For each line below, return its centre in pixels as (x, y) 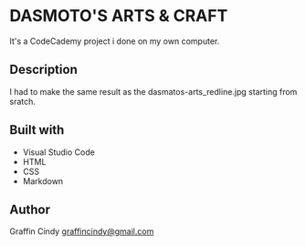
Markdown (43, 181)
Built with (37, 130)
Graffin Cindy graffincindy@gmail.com (82, 231)
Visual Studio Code (59, 152)
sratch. (23, 101)
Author (30, 209)
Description (43, 70)
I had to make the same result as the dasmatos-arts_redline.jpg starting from (153, 91)
